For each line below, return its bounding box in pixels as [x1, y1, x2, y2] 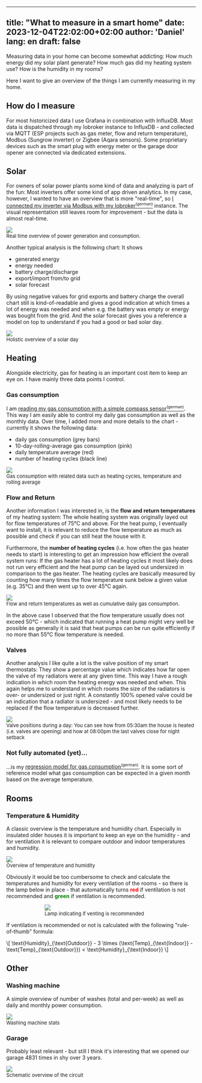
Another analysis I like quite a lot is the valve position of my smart [6, 660, 168, 667]
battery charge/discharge [14, 269, 79, 276]
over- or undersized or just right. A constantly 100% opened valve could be [6, 691, 193, 699]
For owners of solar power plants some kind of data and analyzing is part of [6, 182, 194, 190]
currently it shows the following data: [6, 424, 98, 431]
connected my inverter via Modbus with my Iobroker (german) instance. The [6, 201, 188, 210]
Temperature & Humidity [6, 811, 79, 820]
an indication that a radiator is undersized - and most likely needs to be [6, 698, 182, 705]
